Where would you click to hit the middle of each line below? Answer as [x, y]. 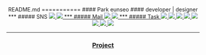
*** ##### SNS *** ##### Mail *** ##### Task [84, 17]
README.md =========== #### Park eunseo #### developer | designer [103, 9]
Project [103, 45]
